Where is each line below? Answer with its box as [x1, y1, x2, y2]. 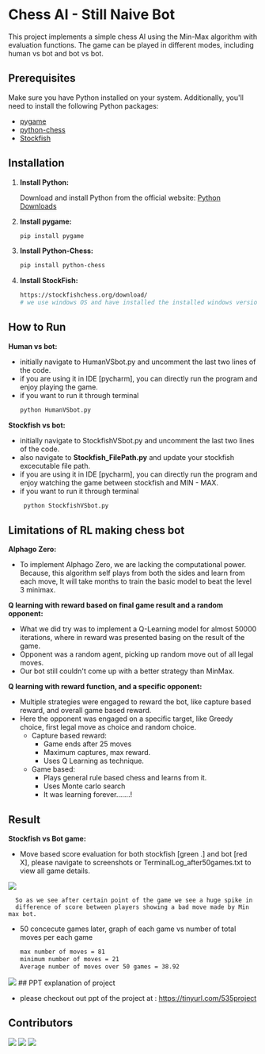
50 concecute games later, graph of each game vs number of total [19, 924, 237, 933]
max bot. [8, 910, 37, 918]
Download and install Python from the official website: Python [19, 193, 221, 202]
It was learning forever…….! [43, 790, 133, 799]
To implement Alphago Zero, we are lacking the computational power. [19, 560, 247, 569]
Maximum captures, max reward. [43, 748, 151, 757]
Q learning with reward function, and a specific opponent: [8, 682, 203, 692]
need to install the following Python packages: [8, 101, 159, 110]
